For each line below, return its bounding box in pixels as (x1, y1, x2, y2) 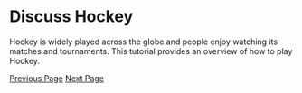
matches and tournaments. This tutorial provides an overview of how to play (9, 45, 293, 56)
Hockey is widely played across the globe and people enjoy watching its (9, 36, 278, 47)
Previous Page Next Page (9, 72, 105, 83)
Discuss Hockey (9, 6, 134, 27)
